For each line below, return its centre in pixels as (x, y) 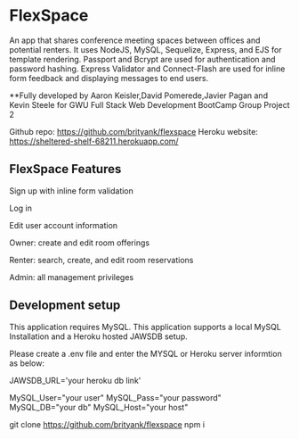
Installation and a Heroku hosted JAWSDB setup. (99, 336)
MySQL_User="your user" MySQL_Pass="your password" (116, 397)
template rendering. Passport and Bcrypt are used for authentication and (142, 59)
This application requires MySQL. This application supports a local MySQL (145, 327)
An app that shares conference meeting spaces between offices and (135, 40)
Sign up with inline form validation (71, 191)
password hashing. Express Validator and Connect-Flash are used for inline (147, 69)
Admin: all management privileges (72, 277)
